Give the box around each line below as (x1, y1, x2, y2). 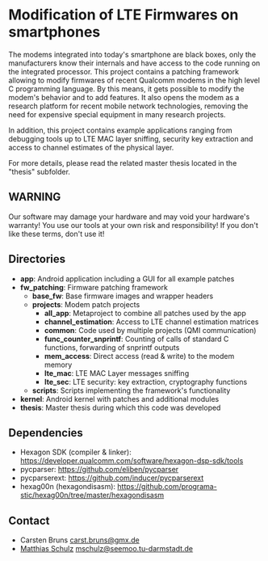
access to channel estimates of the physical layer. (8, 142, 174, 152)
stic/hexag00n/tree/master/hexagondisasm (19, 491, 165, 500)
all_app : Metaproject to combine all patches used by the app (44, 308, 246, 318)
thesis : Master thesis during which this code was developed (19, 403, 221, 412)
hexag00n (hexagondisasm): (19, 482, 115, 491)
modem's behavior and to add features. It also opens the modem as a (8, 92, 240, 102)
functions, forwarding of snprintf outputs (44, 342, 180, 352)
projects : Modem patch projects (31, 299, 140, 309)
